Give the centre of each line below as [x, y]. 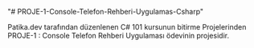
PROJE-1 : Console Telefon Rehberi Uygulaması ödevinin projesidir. [119, 36]
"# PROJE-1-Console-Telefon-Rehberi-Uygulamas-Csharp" [106, 12]
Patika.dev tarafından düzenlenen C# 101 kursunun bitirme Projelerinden [127, 27]
